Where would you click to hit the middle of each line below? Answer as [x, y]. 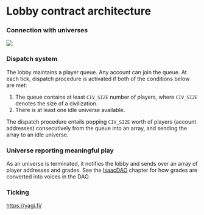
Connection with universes [47, 30]
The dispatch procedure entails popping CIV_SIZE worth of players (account [101, 122]
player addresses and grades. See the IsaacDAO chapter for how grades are [102, 170]
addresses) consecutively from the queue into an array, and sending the [97, 128]
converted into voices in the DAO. [48, 177]
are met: [17, 85]
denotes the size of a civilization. [56, 103]
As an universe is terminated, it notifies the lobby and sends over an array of [102, 164]
